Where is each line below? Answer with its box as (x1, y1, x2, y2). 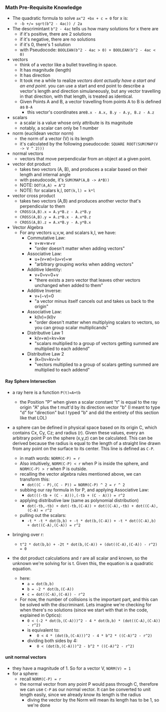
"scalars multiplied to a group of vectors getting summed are (34, 341, 159, 347)
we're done (27, 702, 51, 708)
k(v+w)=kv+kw (34, 335, 65, 341)
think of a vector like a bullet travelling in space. (19, 62, 117, 68)
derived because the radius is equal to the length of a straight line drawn (12, 440, 161, 446)
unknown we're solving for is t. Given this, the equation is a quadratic (12, 560, 154, 566)
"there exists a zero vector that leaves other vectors (34, 277, 141, 283)
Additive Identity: (27, 267, 62, 273)
